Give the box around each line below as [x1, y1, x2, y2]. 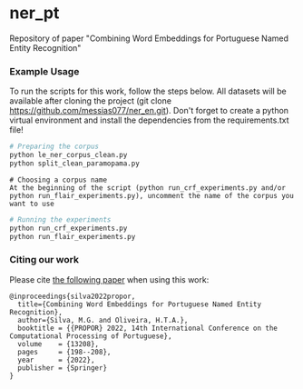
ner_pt [9, 3, 60, 24]
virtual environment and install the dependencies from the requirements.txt [9, 115, 289, 125]
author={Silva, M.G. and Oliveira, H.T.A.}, [17, 315, 189, 324]
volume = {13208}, [17, 339, 100, 348]
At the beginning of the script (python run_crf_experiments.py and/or [9, 183, 286, 193]
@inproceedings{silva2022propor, [9, 292, 136, 301]
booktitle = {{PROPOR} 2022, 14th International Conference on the [17, 324, 279, 333]
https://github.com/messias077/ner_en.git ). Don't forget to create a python [9, 105, 288, 116]
